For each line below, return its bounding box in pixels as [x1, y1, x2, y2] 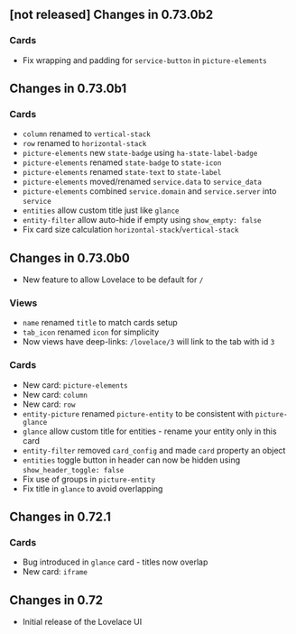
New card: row [22, 399, 76, 409]
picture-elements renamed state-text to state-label [22, 167, 222, 178]
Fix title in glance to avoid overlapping [22, 482, 163, 494]
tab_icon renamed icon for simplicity [22, 326, 160, 337]
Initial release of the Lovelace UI [22, 617, 143, 628]
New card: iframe [22, 566, 88, 577]
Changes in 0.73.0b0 [9, 250, 131, 265]
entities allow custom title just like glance [22, 205, 180, 216]
